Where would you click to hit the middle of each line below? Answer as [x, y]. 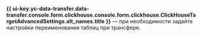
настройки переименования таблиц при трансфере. [73, 27]
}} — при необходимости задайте [149, 21]
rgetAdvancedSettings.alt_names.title [55, 21]
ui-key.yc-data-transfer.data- [51, 9]
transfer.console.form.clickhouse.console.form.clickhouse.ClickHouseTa [101, 15]
